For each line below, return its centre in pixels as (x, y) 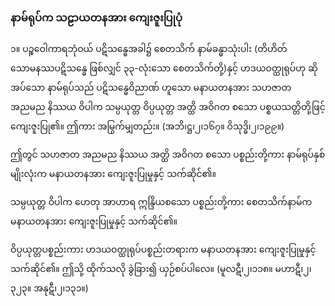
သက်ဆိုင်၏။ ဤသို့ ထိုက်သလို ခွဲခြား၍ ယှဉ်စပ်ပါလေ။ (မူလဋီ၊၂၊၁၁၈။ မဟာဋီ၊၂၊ (161, 269)
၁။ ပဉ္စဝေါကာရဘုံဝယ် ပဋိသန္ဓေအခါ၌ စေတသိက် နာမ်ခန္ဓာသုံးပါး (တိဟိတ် (149, 49)
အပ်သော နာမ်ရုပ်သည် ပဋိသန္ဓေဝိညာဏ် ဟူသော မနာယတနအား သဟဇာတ (151, 88)
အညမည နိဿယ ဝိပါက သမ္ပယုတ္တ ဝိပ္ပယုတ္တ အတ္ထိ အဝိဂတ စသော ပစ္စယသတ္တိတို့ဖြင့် (168, 107)
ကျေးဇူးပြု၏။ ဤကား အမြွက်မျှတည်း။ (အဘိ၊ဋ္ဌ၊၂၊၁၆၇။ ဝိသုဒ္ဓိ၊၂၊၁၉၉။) (147, 126)
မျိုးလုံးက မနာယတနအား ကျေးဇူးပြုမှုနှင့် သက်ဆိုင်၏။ (113, 174)
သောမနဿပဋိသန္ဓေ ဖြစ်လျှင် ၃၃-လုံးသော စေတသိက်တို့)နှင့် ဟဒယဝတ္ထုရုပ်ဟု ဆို (164, 68)
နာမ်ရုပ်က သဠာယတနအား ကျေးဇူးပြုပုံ (96, 17)
